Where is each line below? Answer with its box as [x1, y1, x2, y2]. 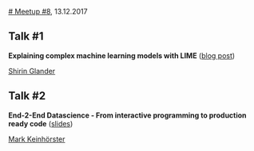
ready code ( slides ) [8, 118, 73, 128]
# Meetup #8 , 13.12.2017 [8, 7, 88, 16]
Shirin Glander [8, 66, 56, 75]
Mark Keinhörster [8, 134, 65, 144]
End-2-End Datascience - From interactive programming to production [8, 110, 247, 120]
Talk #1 [8, 29, 44, 43]
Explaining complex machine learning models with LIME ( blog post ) [8, 51, 236, 60]
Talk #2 [8, 89, 46, 103]
